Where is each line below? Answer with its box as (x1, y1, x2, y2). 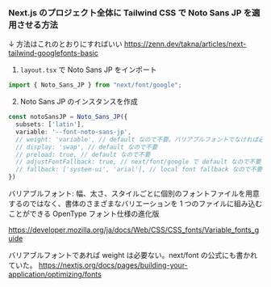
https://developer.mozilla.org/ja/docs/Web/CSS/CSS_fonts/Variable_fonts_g (8, 225, 260, 235)
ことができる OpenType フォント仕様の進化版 (8, 209, 160, 219)
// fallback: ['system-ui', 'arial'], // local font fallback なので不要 (15, 166, 263, 174)
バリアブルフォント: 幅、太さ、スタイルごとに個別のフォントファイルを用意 (8, 188, 260, 199)
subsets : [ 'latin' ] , (15, 120, 85, 129)
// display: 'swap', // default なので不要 (15, 143, 158, 151)
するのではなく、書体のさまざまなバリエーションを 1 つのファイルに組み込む (8, 199, 263, 209)
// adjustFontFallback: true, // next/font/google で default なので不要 (15, 158, 261, 167)
